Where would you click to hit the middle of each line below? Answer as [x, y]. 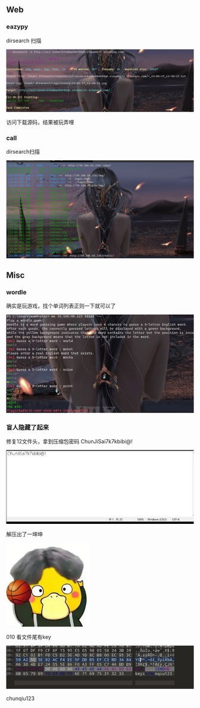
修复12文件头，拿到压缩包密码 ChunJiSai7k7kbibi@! [69, 442]
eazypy [17, 27]
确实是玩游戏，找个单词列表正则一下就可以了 [61, 306]
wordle [16, 292]
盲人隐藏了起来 [28, 427]
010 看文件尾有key [29, 637]
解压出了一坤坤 [24, 534]
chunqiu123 [20, 698]
